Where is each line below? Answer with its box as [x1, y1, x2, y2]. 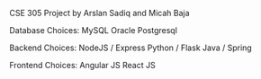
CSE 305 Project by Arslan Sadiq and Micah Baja [9, 8, 191, 18]
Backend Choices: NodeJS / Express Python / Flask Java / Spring [9, 42, 252, 53]
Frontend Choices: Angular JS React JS [9, 60, 156, 70]
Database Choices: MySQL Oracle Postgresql [9, 25, 178, 35]
